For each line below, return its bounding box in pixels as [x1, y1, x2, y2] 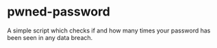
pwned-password [7, 4, 111, 20]
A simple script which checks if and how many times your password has [7, 26, 211, 34]
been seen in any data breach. [7, 33, 93, 41]
